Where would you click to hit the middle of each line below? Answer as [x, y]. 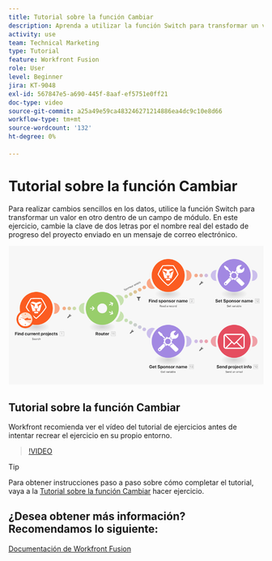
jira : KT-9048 [32, 85]
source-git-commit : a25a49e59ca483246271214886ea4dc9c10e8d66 [115, 111]
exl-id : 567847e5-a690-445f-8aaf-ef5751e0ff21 [88, 94]
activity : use [32, 34]
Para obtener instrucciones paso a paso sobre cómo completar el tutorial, [131, 482]
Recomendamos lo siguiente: [83, 529]
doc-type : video [36, 102]
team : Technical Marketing [54, 43]
